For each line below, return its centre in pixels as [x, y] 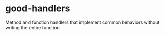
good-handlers [38, 9]
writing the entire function [32, 27]
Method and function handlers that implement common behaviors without [82, 22]
